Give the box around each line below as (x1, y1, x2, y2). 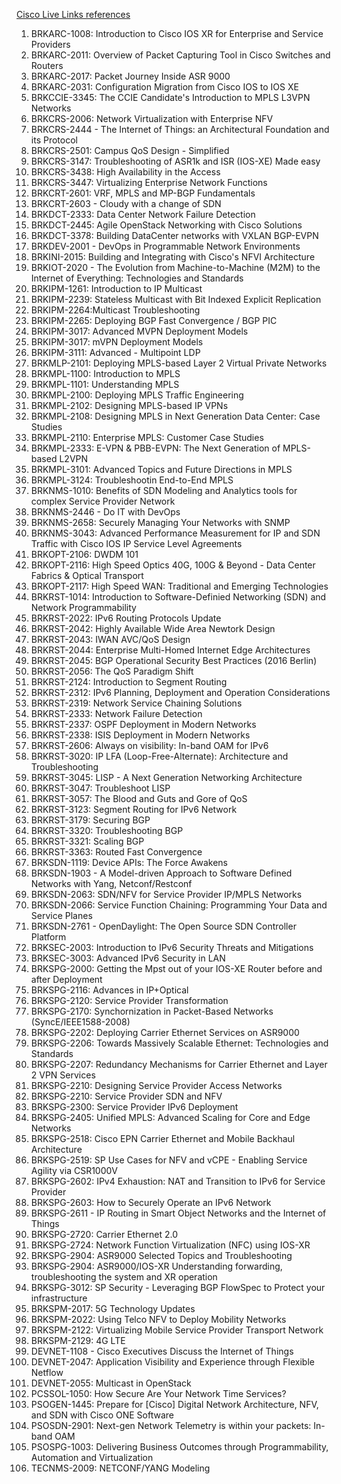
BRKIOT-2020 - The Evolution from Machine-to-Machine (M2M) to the (30, 262, 321, 273)
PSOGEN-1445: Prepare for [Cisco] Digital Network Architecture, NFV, (30, 1399, 319, 1410)
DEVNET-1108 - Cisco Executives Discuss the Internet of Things (30, 1345, 294, 1357)
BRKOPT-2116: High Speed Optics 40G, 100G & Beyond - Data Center (30, 559, 316, 571)
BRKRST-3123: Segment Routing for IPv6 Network (30, 804, 238, 815)
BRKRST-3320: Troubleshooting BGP (30, 825, 184, 836)
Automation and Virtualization (30, 1452, 154, 1463)
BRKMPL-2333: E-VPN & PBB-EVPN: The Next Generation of (30, 442, 281, 454)
